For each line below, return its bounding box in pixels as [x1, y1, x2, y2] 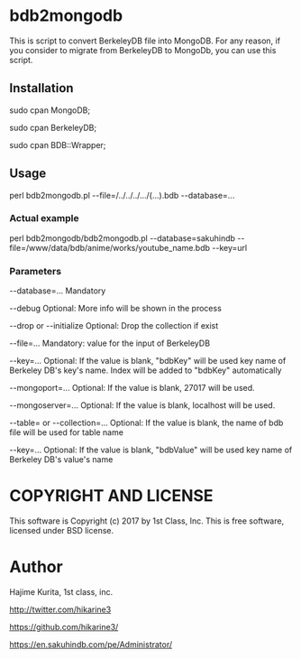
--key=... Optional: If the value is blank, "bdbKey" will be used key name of [9, 356, 287, 367]
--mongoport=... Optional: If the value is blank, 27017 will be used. [9, 383, 255, 394]
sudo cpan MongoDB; [9, 105, 91, 116]
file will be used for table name [9, 427, 124, 438]
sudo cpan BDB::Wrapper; [9, 139, 106, 150]
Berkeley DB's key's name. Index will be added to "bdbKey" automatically [9, 365, 282, 376]
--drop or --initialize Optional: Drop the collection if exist [9, 320, 219, 331]
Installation [9, 80, 74, 96]
